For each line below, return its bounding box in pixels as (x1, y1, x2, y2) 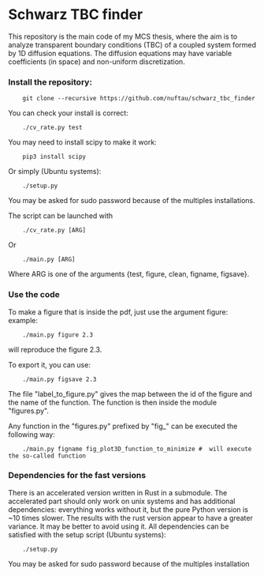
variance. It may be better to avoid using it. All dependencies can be (8, 521, 229, 531)
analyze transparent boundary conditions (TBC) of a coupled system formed (8, 40, 257, 49)
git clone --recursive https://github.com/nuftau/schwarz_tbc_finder (22, 95, 256, 103)
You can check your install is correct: (8, 108, 128, 118)
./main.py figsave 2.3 (22, 375, 97, 383)
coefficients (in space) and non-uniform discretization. (8, 57, 185, 66)
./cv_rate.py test (22, 124, 83, 132)
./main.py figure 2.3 (22, 330, 93, 339)
